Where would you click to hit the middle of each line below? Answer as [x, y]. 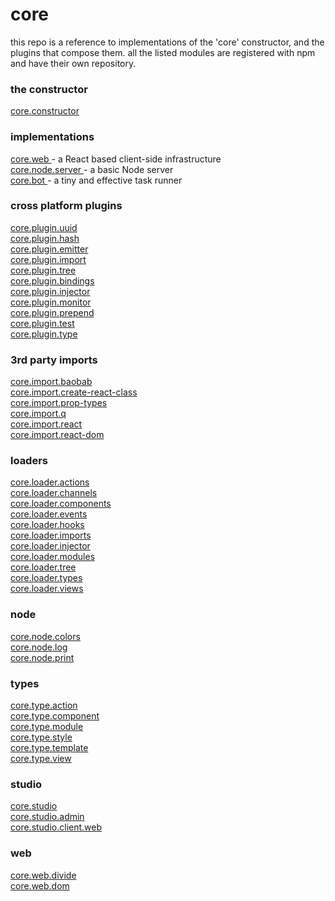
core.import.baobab [51, 382]
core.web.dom [40, 885]
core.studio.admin [47, 817]
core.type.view [41, 759]
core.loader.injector [50, 546]
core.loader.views [47, 589]
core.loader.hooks [47, 525]
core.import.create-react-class [74, 392]
